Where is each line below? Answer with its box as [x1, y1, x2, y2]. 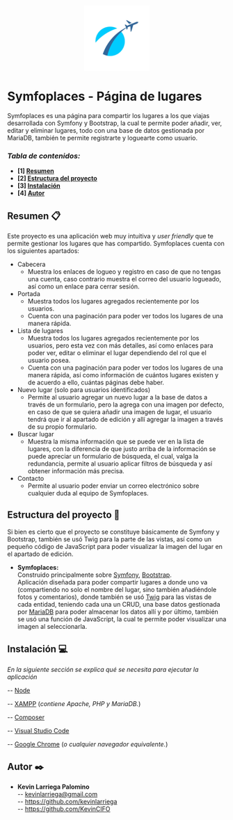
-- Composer [7, 713, 45, 721]
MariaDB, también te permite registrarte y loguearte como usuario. [7, 133, 198, 142]
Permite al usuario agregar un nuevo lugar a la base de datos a [27, 393, 208, 402]
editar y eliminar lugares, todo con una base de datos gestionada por [7, 126, 205, 134]
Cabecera [17, 260, 46, 269]
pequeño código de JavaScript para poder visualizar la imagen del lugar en [7, 542, 223, 550]
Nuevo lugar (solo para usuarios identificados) [17, 386, 151, 394]
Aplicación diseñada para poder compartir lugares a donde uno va [17, 577, 208, 586]
